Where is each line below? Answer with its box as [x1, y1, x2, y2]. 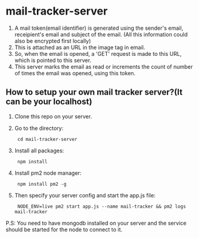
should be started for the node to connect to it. [5, 226, 123, 233]
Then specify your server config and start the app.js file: [14, 191, 156, 199]
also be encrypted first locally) [14, 37, 92, 44]
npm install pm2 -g [17, 181, 67, 187]
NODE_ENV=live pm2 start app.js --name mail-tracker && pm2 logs [17, 203, 186, 209]
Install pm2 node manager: [14, 169, 82, 177]
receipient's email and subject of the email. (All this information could [14, 30, 188, 38]
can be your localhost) [5, 97, 92, 107]
